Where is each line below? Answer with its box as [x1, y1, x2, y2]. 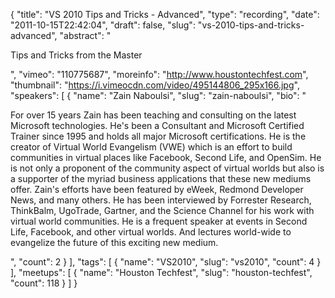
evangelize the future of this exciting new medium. [10, 237, 219, 248]
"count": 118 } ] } [10, 277, 78, 289]
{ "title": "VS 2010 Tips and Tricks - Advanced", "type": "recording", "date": [10, 9, 320, 20]
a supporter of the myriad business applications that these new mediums [10, 173, 312, 184]
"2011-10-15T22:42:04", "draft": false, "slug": [10, 19, 196, 31]
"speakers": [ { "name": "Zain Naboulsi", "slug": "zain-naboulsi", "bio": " [10, 90, 307, 101]
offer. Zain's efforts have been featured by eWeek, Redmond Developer [10, 184, 304, 195]
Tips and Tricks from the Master [10, 49, 143, 61]
